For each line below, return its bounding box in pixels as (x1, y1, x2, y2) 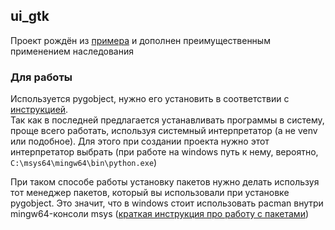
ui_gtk (10, 8, 50, 25)
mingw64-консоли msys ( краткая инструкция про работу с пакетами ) (10, 208, 310, 220)
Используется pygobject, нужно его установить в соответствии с (10, 93, 290, 105)
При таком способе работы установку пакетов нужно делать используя (10, 176, 320, 188)
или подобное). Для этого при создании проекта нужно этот (10, 135, 270, 148)
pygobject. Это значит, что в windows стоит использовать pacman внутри (10, 197, 324, 209)
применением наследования (10, 45, 134, 57)
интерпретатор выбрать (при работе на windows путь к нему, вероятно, (10, 146, 319, 158)
